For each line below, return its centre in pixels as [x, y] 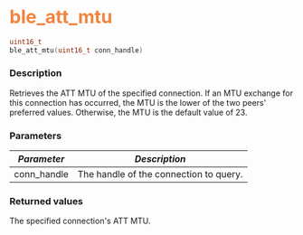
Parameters [35, 136]
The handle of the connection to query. [160, 174]
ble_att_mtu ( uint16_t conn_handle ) [76, 50]
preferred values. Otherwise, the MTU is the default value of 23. [128, 112]
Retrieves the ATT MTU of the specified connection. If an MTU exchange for [151, 93]
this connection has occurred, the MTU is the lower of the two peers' [138, 102]
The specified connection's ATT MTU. [80, 221]
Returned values [47, 202]
